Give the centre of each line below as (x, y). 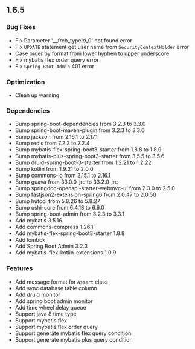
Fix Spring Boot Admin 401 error (55, 66)
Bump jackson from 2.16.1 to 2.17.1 (56, 137)
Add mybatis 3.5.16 (38, 221)
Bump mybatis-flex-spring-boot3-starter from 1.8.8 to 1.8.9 (88, 150)
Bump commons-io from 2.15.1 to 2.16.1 (62, 176)
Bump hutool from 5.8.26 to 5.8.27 (58, 201)
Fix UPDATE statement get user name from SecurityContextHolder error (102, 47)
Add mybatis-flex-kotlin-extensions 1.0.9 (66, 253)
